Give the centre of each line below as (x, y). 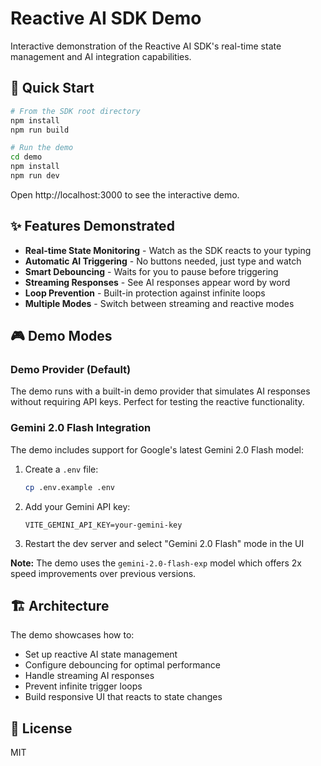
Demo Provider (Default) (71, 369)
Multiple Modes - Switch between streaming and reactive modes (159, 303)
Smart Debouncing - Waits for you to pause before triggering (151, 271)
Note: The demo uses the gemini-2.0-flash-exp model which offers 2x (156, 563)
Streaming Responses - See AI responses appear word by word (157, 282)
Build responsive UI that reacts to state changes (123, 697)
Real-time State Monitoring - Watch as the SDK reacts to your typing (168, 250)
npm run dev (35, 176)
